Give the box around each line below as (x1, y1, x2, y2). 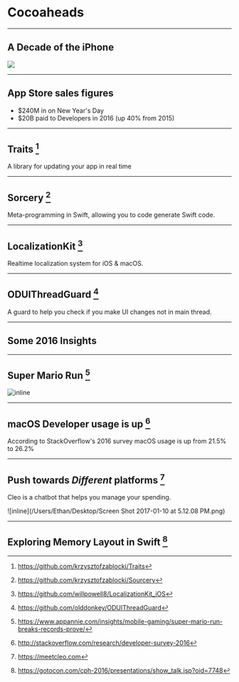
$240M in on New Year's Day (17, 106, 105, 115)
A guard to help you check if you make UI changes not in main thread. (7, 307, 212, 316)
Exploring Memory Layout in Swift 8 (7, 534, 169, 549)
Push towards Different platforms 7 (7, 472, 165, 486)
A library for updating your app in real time (7, 162, 132, 171)
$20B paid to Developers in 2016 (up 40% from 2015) (17, 113, 175, 122)
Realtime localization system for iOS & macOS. (7, 259, 144, 267)
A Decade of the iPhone (7, 41, 115, 53)
